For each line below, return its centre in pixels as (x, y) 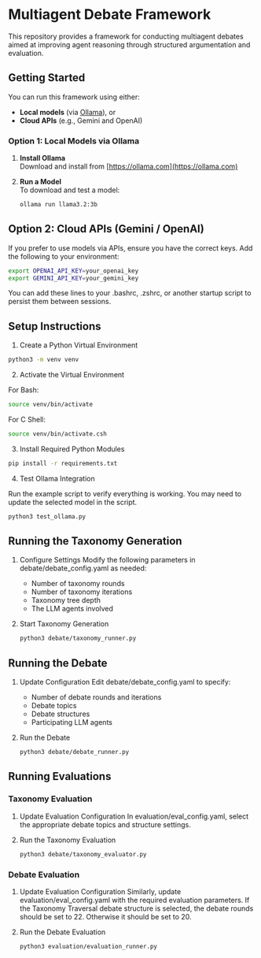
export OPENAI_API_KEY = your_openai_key (74, 271)
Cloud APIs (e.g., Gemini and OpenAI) (81, 121)
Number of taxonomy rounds (78, 584)
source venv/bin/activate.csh (58, 434)
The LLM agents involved (72, 609)
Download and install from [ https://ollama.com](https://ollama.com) (129, 166)
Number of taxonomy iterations (82, 592)
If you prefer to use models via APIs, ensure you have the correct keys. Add (130, 248)
